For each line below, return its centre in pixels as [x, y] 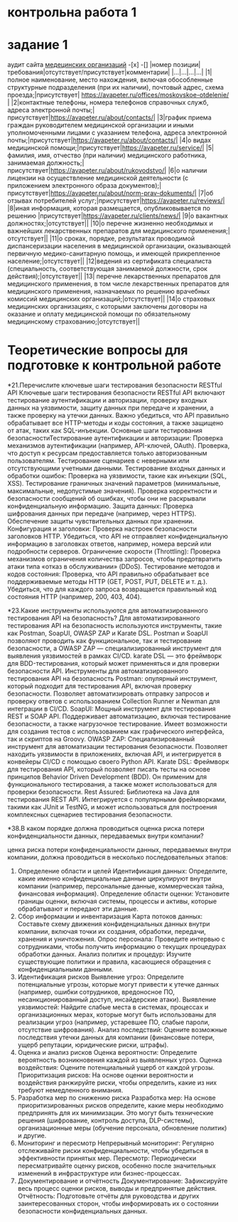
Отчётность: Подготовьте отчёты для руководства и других [108, 1196]
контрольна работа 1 [72, 12]
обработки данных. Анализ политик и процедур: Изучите [104, 955]
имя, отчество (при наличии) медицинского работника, [123, 155]
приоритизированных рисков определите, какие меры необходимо [120, 1105]
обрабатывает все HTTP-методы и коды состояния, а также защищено [115, 423]
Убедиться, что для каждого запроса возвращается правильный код [112, 589]
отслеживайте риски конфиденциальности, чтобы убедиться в [113, 1151]
